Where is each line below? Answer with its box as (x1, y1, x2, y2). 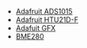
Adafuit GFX (15, 24, 56, 32)
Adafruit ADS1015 (15, 7, 73, 16)
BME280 (15, 31, 45, 41)
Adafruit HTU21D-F (15, 15, 79, 24)
